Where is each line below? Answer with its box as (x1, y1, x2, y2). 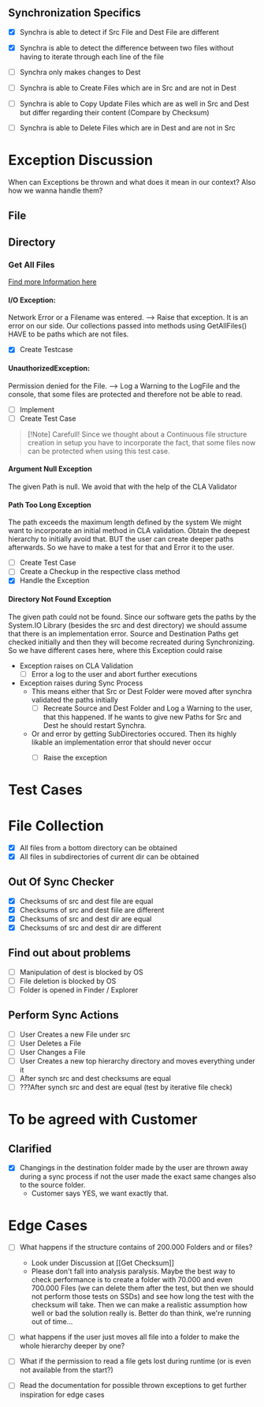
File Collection (8, 817, 104, 835)
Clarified (8, 1142, 52, 1155)
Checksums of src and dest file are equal (19, 896, 154, 906)
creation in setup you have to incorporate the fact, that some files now (27, 437, 256, 447)
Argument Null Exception (8, 464, 92, 474)
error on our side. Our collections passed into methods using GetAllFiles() (8, 321, 247, 331)
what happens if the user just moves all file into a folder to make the (19, 1332, 240, 1341)
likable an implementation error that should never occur (31, 737, 212, 747)
